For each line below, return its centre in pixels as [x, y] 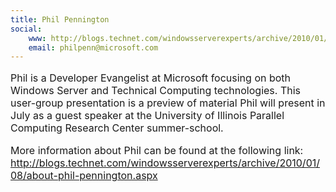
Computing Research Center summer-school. [117, 128]
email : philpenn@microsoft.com [93, 47]
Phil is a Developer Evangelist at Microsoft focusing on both [151, 78]
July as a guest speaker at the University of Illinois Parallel [147, 116]
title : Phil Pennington [60, 19]
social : [26, 29]
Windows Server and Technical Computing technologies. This [155, 91]
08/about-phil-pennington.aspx [84, 176]
